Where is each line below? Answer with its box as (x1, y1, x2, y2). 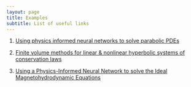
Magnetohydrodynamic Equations (15, 74, 101, 81)
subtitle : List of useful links (6, 20, 89, 26)
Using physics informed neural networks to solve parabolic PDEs (15, 37, 180, 45)
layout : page (6, 9, 40, 15)
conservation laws (15, 56, 62, 63)
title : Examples (6, 15, 48, 21)
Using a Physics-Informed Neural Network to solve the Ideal (15, 67, 168, 75)
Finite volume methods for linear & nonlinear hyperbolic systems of (15, 49, 185, 56)
